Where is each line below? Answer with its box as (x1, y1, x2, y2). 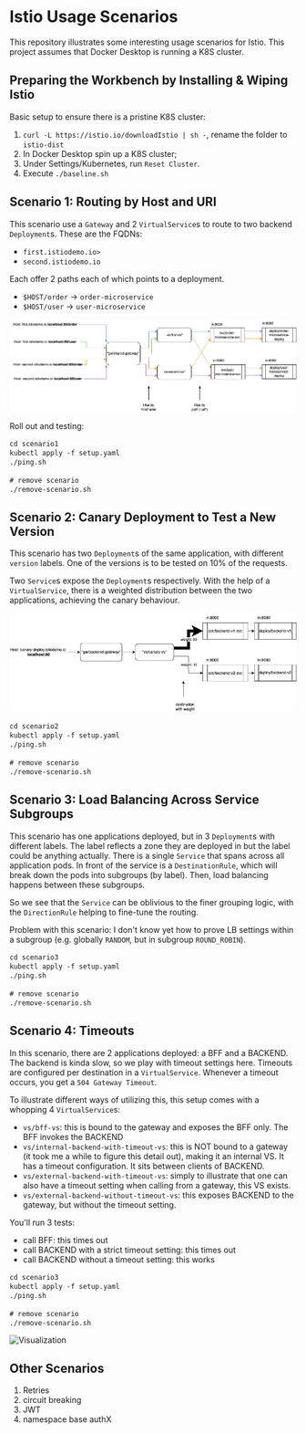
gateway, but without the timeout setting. (22, 1198, 177, 1210)
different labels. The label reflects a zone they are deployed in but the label (9, 840, 291, 851)
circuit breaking (22, 1395, 82, 1406)
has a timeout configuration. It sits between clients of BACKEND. (22, 1160, 265, 1171)
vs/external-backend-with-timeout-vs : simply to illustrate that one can (22, 1170, 289, 1181)
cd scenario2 (9, 721, 59, 731)
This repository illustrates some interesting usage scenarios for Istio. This (9, 37, 285, 47)
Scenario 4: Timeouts (9, 1023, 135, 1039)
